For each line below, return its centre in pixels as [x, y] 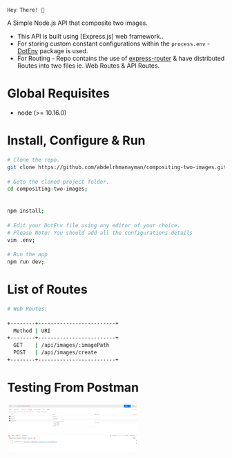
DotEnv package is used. [52, 51]
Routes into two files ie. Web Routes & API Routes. [88, 66]
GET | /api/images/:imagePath [61, 345]
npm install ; [26, 211]
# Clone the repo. [33, 160]
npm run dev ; [26, 262]
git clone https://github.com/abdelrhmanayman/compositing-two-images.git [117, 167]
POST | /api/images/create [55, 353]
